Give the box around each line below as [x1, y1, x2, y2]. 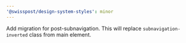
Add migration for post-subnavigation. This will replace [6, 25, 142, 32]
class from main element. [29, 31, 92, 38]
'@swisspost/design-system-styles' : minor [6, 8, 114, 15]
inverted [6, 32, 28, 38]
